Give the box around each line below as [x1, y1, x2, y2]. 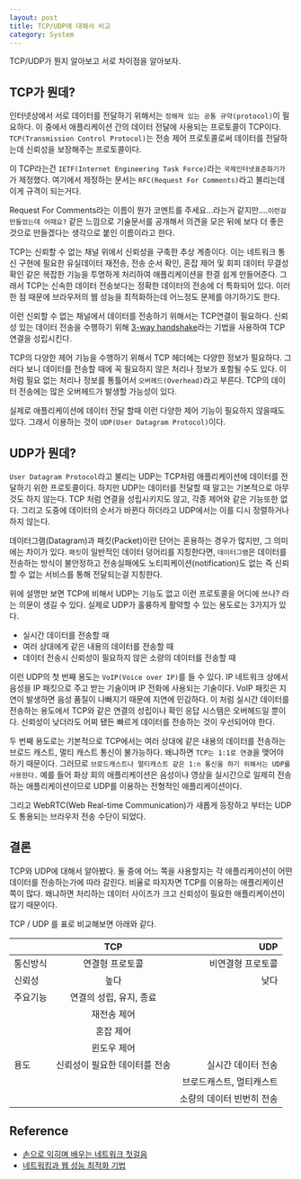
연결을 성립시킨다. [9, 333, 73, 344]
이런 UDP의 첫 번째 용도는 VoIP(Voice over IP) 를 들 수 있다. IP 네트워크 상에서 [9, 672, 289, 682]
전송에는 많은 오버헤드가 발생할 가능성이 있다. [18, 386, 178, 397]
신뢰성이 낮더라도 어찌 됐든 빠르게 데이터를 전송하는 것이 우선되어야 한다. [21, 717, 276, 727]
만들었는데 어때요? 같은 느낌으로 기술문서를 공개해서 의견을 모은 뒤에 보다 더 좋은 [9, 216, 285, 227]
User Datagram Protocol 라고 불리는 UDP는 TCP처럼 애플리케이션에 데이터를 [9, 471, 279, 482]
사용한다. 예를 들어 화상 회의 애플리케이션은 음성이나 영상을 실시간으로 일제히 [9, 769, 276, 780]
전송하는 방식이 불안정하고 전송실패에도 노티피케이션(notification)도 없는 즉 [9, 558, 273, 568]
